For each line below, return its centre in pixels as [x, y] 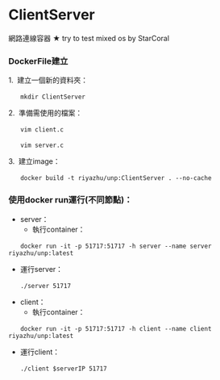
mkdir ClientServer [53, 97]
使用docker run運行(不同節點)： [71, 200]
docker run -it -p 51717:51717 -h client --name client [116, 328]
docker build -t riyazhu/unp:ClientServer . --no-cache [116, 178]
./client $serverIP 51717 [63, 369]
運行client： [40, 352]
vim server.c [42, 146]
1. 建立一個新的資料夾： [48, 80]
